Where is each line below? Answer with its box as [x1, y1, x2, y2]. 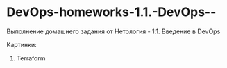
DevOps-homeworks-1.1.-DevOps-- [6, 4, 217, 20]
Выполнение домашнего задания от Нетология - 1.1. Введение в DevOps [6, 27, 221, 35]
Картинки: [6, 40, 37, 49]
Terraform [16, 53, 46, 62]
